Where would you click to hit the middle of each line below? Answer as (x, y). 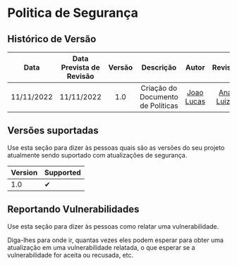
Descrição (159, 67)
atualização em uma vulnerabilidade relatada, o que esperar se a (101, 247)
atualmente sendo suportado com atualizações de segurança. (97, 155)
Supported (63, 172)
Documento (159, 97)
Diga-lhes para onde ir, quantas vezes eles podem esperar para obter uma (116, 240)
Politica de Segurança (73, 13)
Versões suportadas (53, 131)
